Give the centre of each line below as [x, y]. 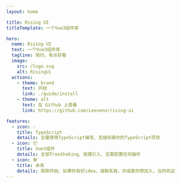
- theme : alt [33, 100]
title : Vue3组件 [36, 149]
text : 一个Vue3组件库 [36, 50]
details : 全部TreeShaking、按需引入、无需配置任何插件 [79, 154]
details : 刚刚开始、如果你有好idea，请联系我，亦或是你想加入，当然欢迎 [96, 171]
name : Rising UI [31, 44]
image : [20, 61]
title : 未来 [31, 165]
